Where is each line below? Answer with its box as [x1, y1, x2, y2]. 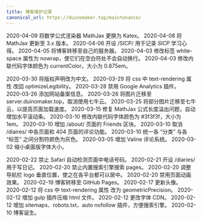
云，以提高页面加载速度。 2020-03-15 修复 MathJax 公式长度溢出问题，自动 [6, 105, 196, 113]
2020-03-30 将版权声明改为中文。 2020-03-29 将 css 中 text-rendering [6, 75, 185, 82]
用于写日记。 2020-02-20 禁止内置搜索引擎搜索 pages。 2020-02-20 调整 [6, 163, 192, 171]
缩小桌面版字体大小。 [14, 143, 68, 150]
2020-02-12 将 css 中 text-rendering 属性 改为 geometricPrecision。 [6, 186, 177, 194]
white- [176, 47, 193, 54]
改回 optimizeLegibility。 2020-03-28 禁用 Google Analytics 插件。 [13, 82, 180, 90]
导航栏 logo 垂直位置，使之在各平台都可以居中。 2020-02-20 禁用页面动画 [6, 171, 192, 178]
